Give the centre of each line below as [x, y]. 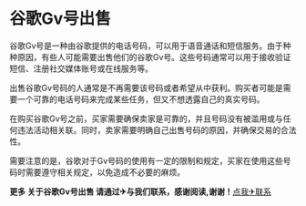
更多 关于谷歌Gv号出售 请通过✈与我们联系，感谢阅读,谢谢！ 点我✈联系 [140, 191]
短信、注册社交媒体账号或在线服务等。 [81, 68]
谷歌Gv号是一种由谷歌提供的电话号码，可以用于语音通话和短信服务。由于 [147, 46]
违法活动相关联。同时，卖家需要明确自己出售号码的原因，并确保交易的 [148, 129]
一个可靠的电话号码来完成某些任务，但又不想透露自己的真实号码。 [141, 99]
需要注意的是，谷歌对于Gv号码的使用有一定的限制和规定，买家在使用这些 [147, 160]
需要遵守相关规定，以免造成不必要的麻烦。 [105, 172]
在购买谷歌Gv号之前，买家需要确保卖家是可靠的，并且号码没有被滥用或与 [147, 118]
